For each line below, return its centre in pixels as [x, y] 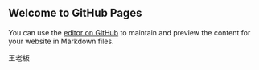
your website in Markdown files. [61, 41]
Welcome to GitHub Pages [75, 13]
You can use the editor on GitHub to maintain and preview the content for [129, 32]
